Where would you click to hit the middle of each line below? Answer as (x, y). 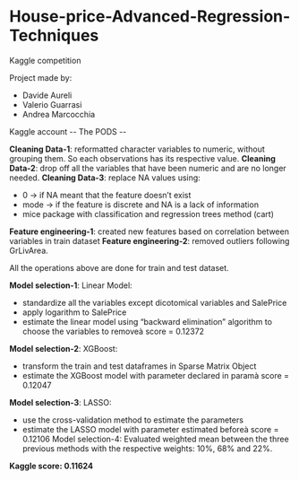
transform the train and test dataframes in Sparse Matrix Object (139, 366)
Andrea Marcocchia (59, 114)
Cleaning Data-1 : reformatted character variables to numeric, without (137, 149)
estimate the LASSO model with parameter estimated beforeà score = (150, 429)
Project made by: (41, 77)
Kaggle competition (45, 60)
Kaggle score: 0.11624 (51, 466)
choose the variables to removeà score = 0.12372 (113, 331)
